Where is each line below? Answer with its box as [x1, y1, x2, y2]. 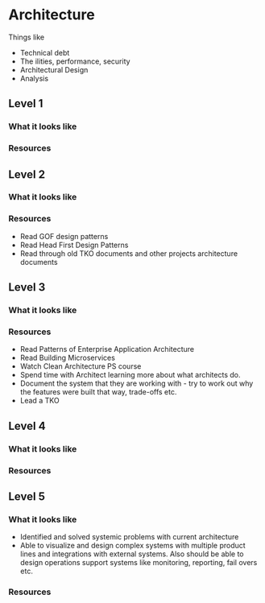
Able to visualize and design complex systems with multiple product [19, 541, 246, 551]
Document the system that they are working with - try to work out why [19, 378, 254, 388]
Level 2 [8, 167, 46, 181]
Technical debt [19, 47, 70, 57]
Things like [8, 32, 45, 42]
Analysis [19, 73, 49, 83]
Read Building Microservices [19, 353, 115, 363]
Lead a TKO [19, 396, 60, 406]
